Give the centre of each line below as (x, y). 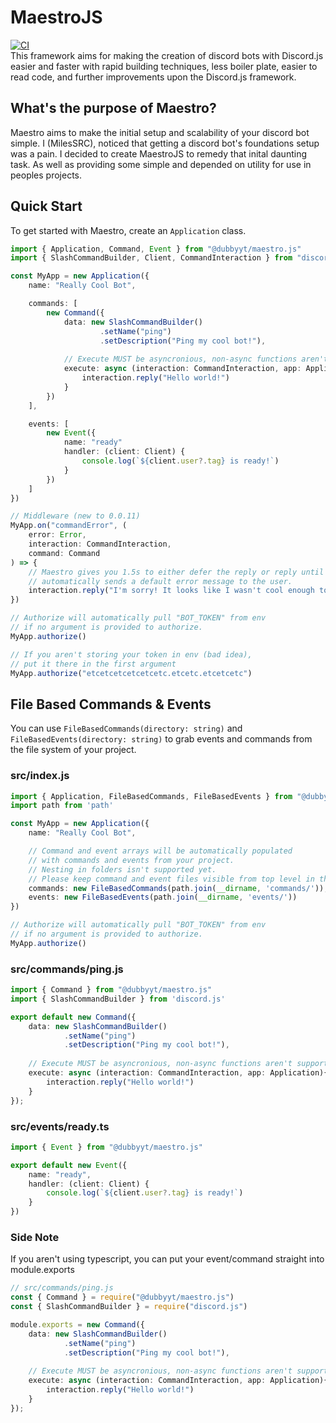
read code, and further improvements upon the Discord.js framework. (153, 77)
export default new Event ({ (69, 1165)
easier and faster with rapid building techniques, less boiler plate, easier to (164, 66)
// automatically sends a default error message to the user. (160, 581)
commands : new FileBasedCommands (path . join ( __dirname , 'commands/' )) (176, 888)
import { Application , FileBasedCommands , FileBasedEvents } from (151, 796)
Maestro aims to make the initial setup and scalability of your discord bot (160, 132)
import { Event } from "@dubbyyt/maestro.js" (106, 1147)
